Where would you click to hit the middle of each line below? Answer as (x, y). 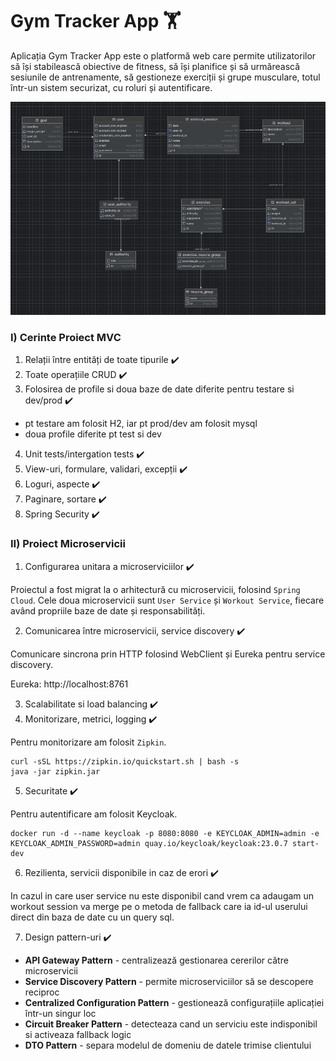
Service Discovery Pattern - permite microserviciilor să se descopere (169, 981)
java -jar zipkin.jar (55, 771)
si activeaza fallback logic (78, 1034)
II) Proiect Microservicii (68, 544)
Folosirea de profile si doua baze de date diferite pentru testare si (159, 389)
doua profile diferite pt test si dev (93, 434)
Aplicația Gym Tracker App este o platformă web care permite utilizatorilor (163, 55)
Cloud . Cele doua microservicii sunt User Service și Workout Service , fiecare (167, 600)
